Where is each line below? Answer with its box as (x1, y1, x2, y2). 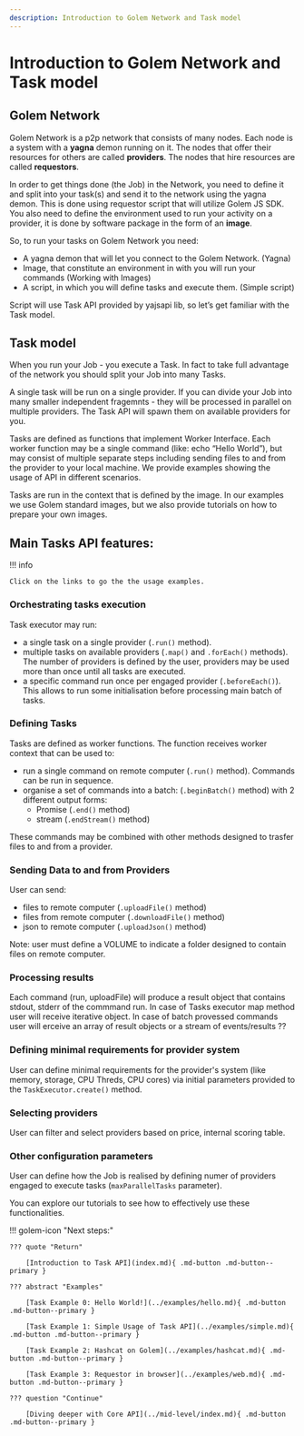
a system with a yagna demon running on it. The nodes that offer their (9, 142, 272, 153)
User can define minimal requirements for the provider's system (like (9, 1064, 266, 1075)
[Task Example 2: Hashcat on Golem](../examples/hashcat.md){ (25, 1346, 266, 1356)
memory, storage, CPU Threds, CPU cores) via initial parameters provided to (9, 1074, 296, 1085)
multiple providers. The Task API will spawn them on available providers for (9, 406, 290, 417)
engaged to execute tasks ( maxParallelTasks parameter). (9, 1180, 222, 1191)
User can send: (9, 885, 66, 895)
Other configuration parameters (9, 1149, 153, 1162)
